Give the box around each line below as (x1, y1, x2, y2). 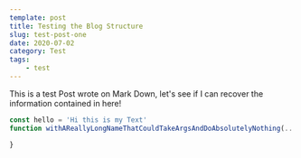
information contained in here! (9, 98, 122, 108)
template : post (9, 13, 67, 23)
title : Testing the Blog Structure (9, 22, 144, 31)
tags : (9, 55, 30, 64)
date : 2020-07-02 (9, 38, 75, 48)
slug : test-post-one (9, 30, 88, 39)
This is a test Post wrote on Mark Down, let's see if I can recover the (9, 88, 264, 99)
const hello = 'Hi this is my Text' (9, 115, 147, 125)
